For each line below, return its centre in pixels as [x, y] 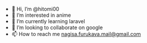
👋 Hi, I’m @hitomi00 [35, 9]
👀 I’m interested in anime [41, 15]
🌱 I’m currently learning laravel [48, 21]
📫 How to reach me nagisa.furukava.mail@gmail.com [76, 34]
